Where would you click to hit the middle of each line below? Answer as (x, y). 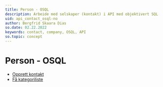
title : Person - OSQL (27, 9)
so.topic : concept (24, 37)
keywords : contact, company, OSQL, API (46, 32)
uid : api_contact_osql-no (31, 18)
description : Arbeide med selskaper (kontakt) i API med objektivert (77, 14)
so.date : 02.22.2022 (26, 28)
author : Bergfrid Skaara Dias (36, 23)
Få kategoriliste (28, 79)
